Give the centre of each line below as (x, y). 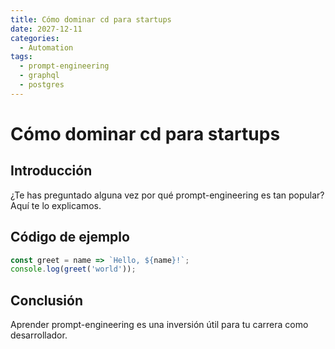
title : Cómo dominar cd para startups (91, 19)
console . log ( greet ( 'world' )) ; (73, 269)
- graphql (39, 76)
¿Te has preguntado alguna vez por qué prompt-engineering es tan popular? (167, 195)
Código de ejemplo (70, 237)
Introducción (51, 171)
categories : (35, 38)
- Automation (46, 47)
